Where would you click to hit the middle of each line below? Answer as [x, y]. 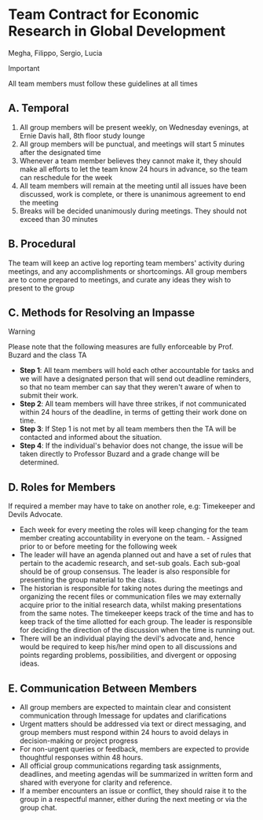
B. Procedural [42, 244]
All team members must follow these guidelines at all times [103, 83]
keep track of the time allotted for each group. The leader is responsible [136, 622]
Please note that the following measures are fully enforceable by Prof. [121, 347]
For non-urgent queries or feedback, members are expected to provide [134, 749]
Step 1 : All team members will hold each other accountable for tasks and [137, 371]
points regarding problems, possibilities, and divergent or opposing [128, 656]
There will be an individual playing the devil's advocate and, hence [127, 638]
